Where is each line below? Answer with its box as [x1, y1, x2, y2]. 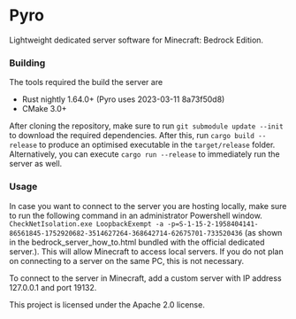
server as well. [9, 159, 63, 169]
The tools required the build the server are [9, 77, 163, 88]
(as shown [244, 227, 283, 237]
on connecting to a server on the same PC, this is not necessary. [9, 255, 245, 266]
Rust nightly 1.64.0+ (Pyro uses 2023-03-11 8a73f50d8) [21, 94, 225, 105]
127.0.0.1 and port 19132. [9, 282, 97, 292]
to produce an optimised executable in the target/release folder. [39, 139, 276, 151]
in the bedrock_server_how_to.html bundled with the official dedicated [9, 237, 265, 247]
